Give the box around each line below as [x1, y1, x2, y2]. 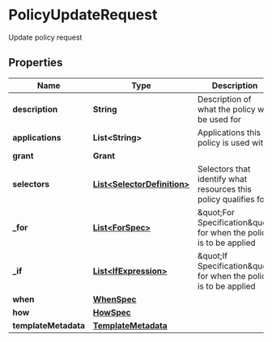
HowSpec [92, 306, 131, 318]
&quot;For [197, 206, 235, 217]
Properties [8, 56, 63, 70]
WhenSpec [92, 293, 137, 305]
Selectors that [197, 163, 251, 175]
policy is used [197, 137, 250, 148]
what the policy [197, 103, 257, 115]
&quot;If [197, 250, 228, 261]
